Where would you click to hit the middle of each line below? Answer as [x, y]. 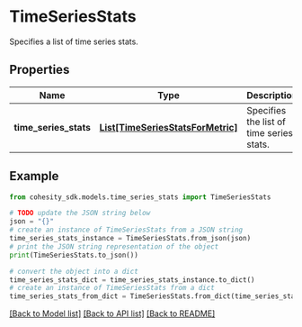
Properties [40, 70]
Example [34, 176]
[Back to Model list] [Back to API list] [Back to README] [112, 313]
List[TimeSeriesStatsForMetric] [169, 127]
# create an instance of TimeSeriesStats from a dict [112, 288]
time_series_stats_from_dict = [68, 296]
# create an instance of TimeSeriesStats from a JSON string [126, 230]
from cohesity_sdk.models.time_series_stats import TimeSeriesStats [140, 197]
